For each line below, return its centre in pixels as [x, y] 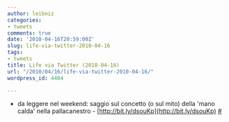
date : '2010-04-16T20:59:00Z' [51, 40]
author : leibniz [31, 14]
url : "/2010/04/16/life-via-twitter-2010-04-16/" [81, 71]
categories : [24, 20]
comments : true [29, 33]
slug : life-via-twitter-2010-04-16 [59, 46]
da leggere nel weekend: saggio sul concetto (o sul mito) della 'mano [116, 104]
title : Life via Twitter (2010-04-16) [63, 65]
